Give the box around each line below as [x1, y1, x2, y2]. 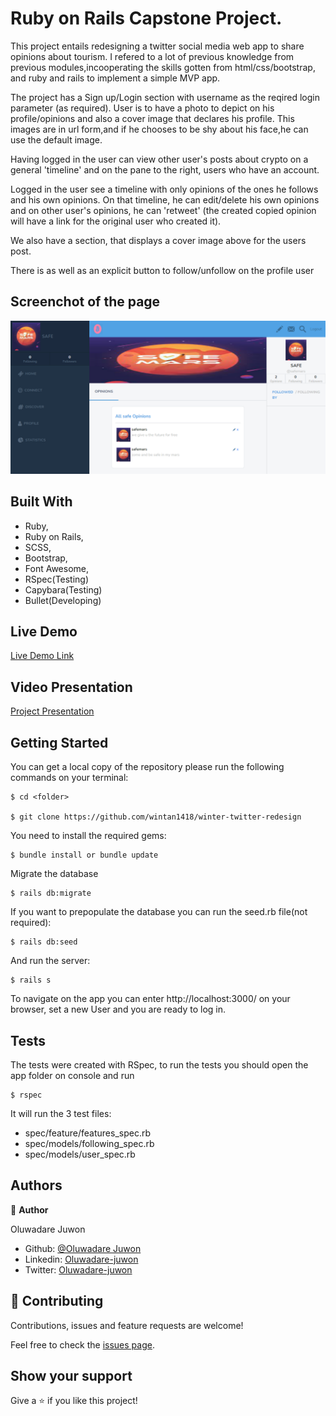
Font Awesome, [24, 562, 90, 574]
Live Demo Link [10, 650, 75, 662]
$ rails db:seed [10, 937, 78, 947]
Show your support [10, 1367, 133, 1384]
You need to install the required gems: [10, 830, 167, 842]
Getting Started [10, 734, 109, 751]
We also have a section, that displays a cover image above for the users [10, 234, 307, 246]
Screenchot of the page [10, 293, 161, 311]
